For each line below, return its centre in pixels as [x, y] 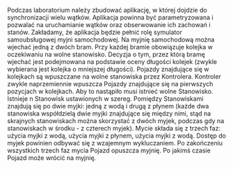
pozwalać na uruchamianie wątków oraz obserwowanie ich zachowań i [109, 25]
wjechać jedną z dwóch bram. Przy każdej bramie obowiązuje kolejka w [110, 47]
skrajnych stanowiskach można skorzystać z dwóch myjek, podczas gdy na [116, 121]
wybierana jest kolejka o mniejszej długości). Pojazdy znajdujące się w [108, 69]
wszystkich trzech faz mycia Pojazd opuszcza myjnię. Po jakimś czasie [109, 150]
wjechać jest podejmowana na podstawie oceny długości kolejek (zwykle [112, 62]
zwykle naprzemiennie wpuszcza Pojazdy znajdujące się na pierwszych [110, 84]
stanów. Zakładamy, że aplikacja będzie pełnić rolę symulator [95, 32]
